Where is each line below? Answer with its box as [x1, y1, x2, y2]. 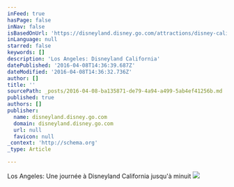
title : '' [7, 81, 36, 88]
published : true [7, 95, 54, 101]
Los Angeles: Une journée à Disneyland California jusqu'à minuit [7, 172, 192, 180]
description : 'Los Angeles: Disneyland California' [7, 56, 160, 63]
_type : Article [7, 146, 52, 153]
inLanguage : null [7, 36, 58, 43]
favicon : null [13, 133, 54, 140]
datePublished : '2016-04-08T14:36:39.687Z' [7, 62, 136, 69]
